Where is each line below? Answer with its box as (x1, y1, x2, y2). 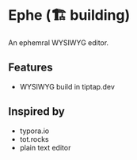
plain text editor (19, 143, 71, 152)
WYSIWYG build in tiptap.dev (19, 82, 115, 91)
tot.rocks (19, 134, 49, 143)
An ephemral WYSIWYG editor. (8, 37, 109, 48)
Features (8, 61, 53, 74)
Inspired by (8, 105, 65, 119)
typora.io (19, 126, 50, 135)
